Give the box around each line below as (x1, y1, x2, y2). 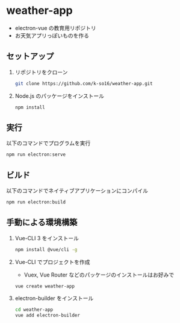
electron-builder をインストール (14, 295, 94, 302)
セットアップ (6, 51, 54, 62)
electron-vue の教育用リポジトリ (14, 24, 96, 31)
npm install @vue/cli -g (14, 246, 78, 252)
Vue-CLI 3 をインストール (14, 234, 79, 241)
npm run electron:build (6, 199, 66, 205)
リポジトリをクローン (14, 68, 68, 75)
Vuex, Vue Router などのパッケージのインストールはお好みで (23, 271, 175, 278)
